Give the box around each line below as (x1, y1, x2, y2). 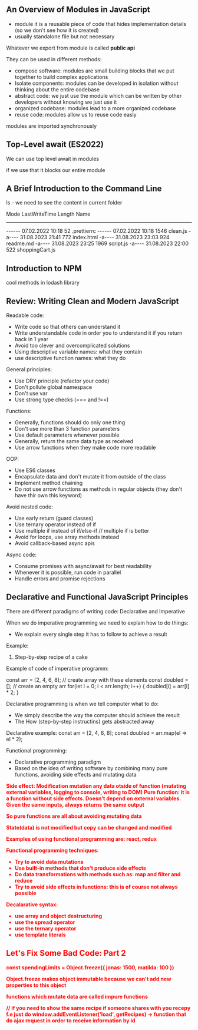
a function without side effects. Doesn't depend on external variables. (6, 795, 181, 802)
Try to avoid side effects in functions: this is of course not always (14, 883, 178, 890)
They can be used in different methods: (6, 55, 102, 62)
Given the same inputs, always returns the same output (6, 801, 144, 808)
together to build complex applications (14, 73, 108, 80)
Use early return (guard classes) (14, 515, 94, 522)
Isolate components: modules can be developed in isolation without (14, 80, 179, 87)
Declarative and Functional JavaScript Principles (6, 592, 189, 602)
